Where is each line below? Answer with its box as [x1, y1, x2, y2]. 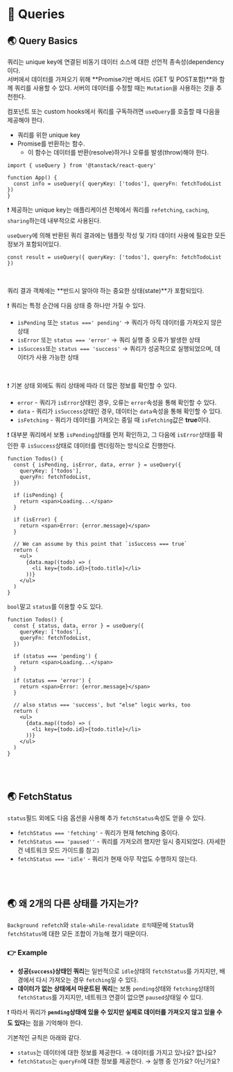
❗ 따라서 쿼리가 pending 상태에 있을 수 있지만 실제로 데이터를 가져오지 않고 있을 [7, 1007, 216, 1016]
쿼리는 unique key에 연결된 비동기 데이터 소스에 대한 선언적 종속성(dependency [7, 58, 225, 65]
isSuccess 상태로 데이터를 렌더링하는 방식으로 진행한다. [27, 441, 176, 450]
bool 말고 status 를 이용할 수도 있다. [7, 602, 103, 610]
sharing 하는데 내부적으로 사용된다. [7, 216, 102, 225]
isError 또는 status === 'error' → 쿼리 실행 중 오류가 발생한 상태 [17, 336, 200, 344]
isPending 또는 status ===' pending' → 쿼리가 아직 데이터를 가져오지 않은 [17, 318, 223, 326]
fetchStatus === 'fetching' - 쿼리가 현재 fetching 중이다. [17, 828, 180, 837]
